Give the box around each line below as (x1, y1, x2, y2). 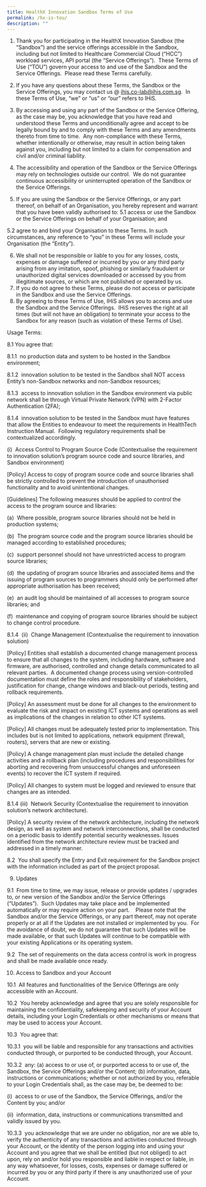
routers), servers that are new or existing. (7, 739, 111, 746)
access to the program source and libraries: (7, 502, 117, 510)
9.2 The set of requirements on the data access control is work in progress (7, 951, 197, 958)
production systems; (7, 521, 59, 528)
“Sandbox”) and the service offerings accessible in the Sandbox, (15, 44, 179, 51)
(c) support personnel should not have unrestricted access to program (7, 551, 186, 558)
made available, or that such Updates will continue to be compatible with (7, 932, 190, 940)
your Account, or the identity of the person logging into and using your (7, 1142, 185, 1150)
